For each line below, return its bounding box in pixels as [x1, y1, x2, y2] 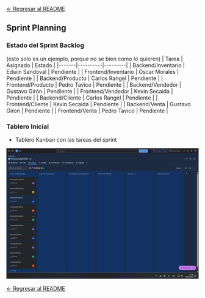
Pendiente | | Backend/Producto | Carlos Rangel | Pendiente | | [6, 74, 164, 82]
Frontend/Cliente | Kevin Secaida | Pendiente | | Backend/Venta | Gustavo [6, 100, 191, 107]
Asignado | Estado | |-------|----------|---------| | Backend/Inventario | [6, 61, 185, 69]
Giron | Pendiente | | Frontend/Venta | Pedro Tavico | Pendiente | [6, 107, 168, 114]
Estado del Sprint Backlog [6, 41, 84, 49]
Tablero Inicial [6, 122, 49, 131]
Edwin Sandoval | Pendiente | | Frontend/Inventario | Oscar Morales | [6, 68, 179, 75]
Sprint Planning [6, 23, 67, 33]
